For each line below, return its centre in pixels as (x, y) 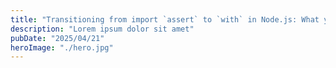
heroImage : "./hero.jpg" (62, 47)
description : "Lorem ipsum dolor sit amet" (102, 29)
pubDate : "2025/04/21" (57, 38)
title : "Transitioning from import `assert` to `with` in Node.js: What (165, 19)
